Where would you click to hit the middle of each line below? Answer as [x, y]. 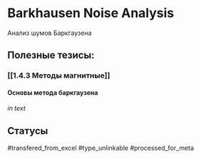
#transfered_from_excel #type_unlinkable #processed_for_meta [101, 148]
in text [17, 108]
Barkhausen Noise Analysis [91, 13]
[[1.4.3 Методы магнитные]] [59, 76]
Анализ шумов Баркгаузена [50, 33]
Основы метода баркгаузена [53, 92]
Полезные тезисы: [51, 55]
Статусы [28, 131]
